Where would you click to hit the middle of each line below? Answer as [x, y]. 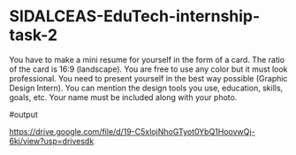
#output [23, 114]
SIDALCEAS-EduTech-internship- [135, 16]
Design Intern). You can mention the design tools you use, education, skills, [146, 88]
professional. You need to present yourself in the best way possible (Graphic [148, 78]
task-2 [34, 35]
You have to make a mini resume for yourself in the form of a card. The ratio [147, 59]
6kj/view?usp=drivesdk [52, 141]
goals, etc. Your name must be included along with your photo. [123, 97]
